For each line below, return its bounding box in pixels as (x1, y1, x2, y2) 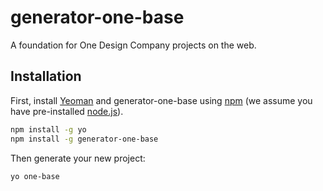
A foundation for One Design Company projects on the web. (10, 39, 257, 51)
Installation (10, 68, 82, 85)
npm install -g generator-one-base (10, 134, 159, 144)
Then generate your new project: (10, 152, 146, 164)
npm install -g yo (10, 124, 87, 135)
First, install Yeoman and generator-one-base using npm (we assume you (10, 94, 313, 106)
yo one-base (10, 171, 60, 181)
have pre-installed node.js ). (10, 105, 124, 117)
